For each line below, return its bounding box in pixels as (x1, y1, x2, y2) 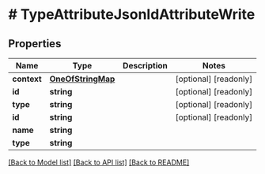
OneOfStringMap (49, 73, 115, 84)
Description (122, 61, 168, 71)
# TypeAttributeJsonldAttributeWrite (8, 6, 256, 24)
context (12, 73, 42, 84)
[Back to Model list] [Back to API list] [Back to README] (8, 157, 190, 167)
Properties (8, 37, 62, 50)
